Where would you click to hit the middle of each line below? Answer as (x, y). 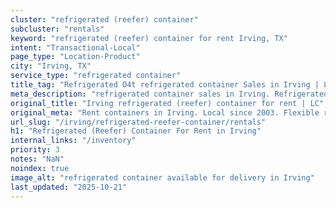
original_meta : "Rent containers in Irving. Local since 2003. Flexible (165, 112)
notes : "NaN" (37, 159)
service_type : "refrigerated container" (96, 76)
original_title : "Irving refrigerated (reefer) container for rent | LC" (167, 103)
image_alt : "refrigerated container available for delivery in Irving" (162, 177)
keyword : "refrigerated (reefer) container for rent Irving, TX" (149, 38)
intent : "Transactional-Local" (75, 47)
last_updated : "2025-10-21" (69, 187)
